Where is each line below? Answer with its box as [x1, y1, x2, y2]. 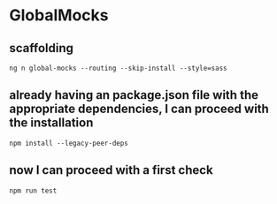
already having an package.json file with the [9, 87, 259, 102]
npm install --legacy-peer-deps [9, 139, 128, 147]
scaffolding [9, 41, 73, 56]
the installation [9, 116, 94, 131]
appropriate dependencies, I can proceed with [9, 102, 270, 117]
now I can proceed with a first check [9, 162, 214, 178]
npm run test [9, 186, 58, 195]
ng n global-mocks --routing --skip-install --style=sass [9, 64, 227, 72]
